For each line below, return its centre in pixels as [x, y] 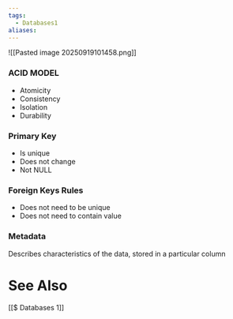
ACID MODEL [34, 73]
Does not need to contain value [71, 216]
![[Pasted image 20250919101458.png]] [72, 53]
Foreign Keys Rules [46, 190]
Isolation [34, 107]
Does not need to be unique [65, 208]
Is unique [34, 153]
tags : [17, 15]
